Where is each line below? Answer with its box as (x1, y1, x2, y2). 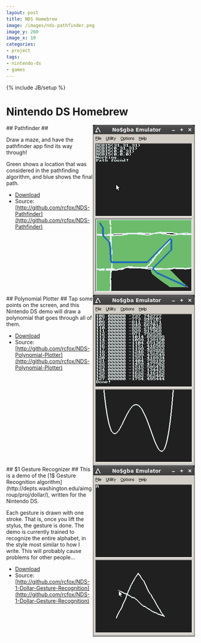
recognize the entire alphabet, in (6, 534, 86, 542)
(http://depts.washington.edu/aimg (6, 485, 92, 492)
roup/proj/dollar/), (6, 491, 50, 498)
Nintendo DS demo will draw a (6, 308, 81, 315)
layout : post (6, 10, 39, 16)
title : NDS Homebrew (6, 16, 58, 22)
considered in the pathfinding (6, 167, 79, 174)
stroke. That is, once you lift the (6, 516, 84, 523)
